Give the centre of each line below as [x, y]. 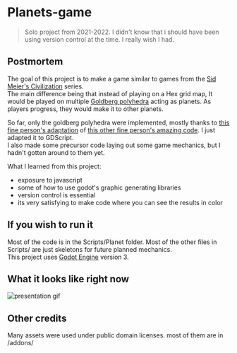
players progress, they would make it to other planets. [85, 109]
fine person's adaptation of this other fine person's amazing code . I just [111, 130]
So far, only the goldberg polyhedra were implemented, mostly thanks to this [119, 122]
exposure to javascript [50, 180]
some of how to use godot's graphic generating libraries [99, 187]
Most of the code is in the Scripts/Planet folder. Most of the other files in [112, 242]
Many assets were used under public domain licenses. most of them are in [115, 335]
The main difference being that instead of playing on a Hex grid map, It [110, 93]
